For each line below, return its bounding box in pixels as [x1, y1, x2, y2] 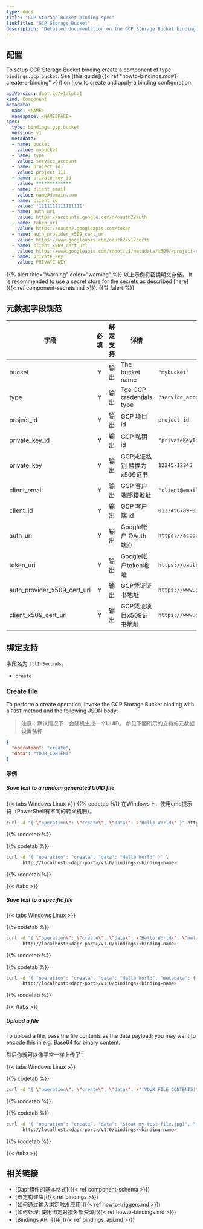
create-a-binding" [6, 79, 51, 86]
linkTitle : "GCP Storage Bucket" [6, 20, 91, 26]
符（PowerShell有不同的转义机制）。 [6, 808, 95, 815]
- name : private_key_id [11, 175, 71, 181]
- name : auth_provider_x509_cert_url [11, 231, 107, 237]
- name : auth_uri [11, 209, 56, 215]
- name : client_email [11, 186, 66, 192]
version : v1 [11, 130, 42, 136]
